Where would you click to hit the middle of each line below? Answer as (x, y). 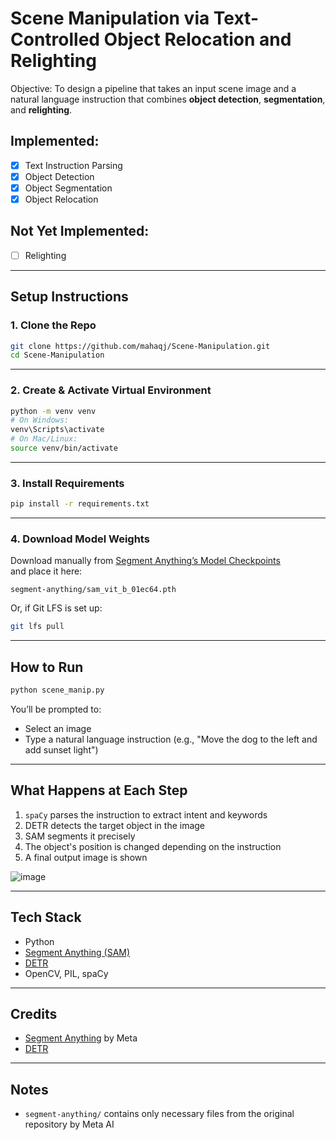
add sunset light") (61, 750)
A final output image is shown (86, 857)
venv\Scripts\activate (57, 430)
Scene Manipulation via (110, 18)
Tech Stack (46, 917)
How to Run (47, 667)
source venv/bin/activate (64, 448)
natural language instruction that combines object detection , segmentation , (168, 99)
